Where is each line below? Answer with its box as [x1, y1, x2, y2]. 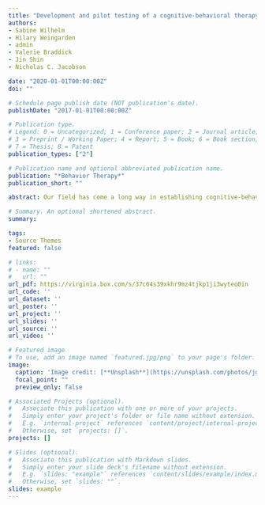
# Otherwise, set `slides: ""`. [8, 478, 122, 486]
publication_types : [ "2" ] [8, 150, 93, 158]
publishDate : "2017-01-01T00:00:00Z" [8, 106, 132, 115]
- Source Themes [8, 237, 62, 245]
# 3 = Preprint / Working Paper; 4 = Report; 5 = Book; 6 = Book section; [8, 135, 259, 143]
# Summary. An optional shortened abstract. [8, 207, 157, 216]
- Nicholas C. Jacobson [8, 63, 87, 71]
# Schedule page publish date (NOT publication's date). [8, 99, 200, 107]
